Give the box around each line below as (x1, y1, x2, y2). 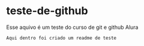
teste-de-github (6, 4, 88, 18)
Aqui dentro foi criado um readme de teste (6, 35, 117, 41)
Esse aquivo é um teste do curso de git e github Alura (6, 24, 139, 31)
